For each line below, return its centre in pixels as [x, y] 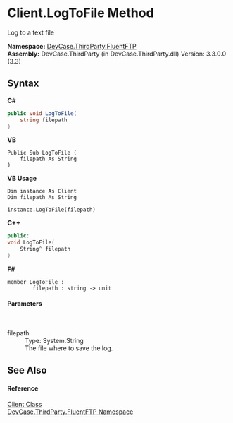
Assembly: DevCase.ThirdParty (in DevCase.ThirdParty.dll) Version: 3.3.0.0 [117, 54]
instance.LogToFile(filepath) [52, 210]
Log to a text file [31, 32]
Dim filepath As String [42, 198]
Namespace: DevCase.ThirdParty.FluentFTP [72, 46]
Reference [23, 388]
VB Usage [22, 179]
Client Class [25, 404]
